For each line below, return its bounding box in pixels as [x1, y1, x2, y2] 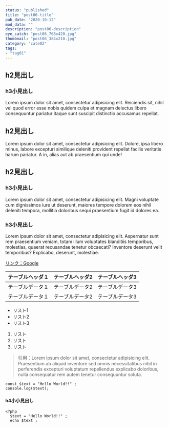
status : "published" [5, 7, 50, 13]
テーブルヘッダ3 [97, 273, 137, 281]
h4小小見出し [5, 397, 34, 403]
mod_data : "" [5, 22, 33, 27]
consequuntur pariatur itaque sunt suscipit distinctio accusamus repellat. [5, 110, 159, 117]
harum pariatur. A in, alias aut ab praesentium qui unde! [5, 152, 122, 157]
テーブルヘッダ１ [8, 273, 49, 281]
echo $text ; [10, 418, 38, 423]
